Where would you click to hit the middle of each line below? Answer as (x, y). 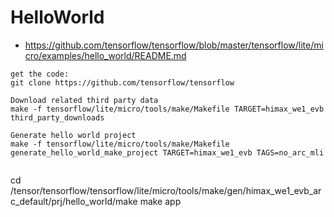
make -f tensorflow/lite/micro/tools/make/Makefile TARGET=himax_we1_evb (167, 109)
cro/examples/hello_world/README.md (105, 55)
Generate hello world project (73, 135)
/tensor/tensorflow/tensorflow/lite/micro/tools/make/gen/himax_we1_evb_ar (166, 190)
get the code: (40, 74)
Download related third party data (84, 100)
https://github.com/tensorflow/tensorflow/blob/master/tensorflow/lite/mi (174, 45)
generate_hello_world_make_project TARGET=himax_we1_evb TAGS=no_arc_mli (167, 152)
